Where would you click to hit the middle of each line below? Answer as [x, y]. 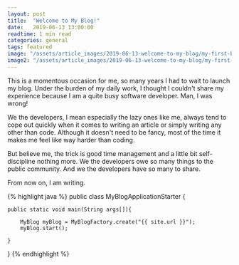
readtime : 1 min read [39, 34]
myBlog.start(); [44, 228]
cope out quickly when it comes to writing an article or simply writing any [115, 125]
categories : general [38, 41]
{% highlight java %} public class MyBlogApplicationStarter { [96, 196]
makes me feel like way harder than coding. [71, 140]
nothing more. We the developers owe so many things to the [125, 161]
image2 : [19, 61]
